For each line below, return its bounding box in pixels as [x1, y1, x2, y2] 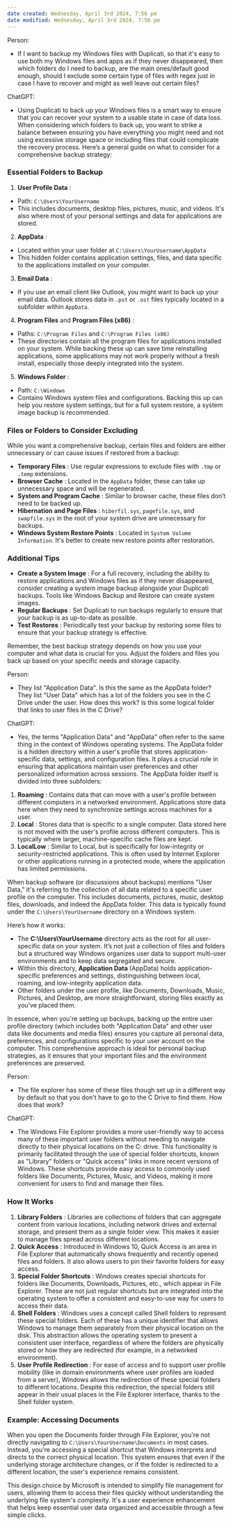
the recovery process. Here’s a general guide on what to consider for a [17, 143, 220, 151]
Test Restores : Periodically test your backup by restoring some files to [17, 621, 222, 630]
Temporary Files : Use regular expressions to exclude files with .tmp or [17, 462, 221, 470]
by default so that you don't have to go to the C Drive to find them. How [17, 1093, 223, 1102]
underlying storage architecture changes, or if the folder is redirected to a [7, 1460, 218, 1468]
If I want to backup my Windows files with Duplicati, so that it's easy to [17, 49, 220, 58]
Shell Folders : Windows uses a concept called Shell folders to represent [17, 1309, 227, 1317]
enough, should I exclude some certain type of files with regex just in [17, 71, 216, 80]
